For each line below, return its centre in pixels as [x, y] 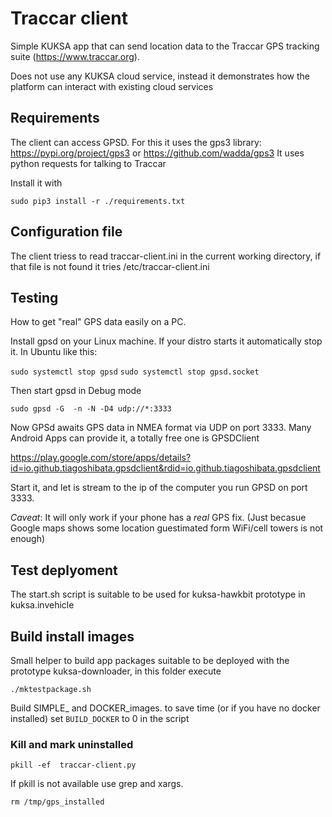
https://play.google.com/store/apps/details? [101, 458]
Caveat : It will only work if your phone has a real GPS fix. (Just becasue [158, 518]
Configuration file [66, 232]
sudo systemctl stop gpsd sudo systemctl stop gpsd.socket [135, 372]
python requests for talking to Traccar [88, 163]
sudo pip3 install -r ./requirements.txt [98, 201]
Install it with [36, 183]
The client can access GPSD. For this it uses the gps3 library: [136, 142]
